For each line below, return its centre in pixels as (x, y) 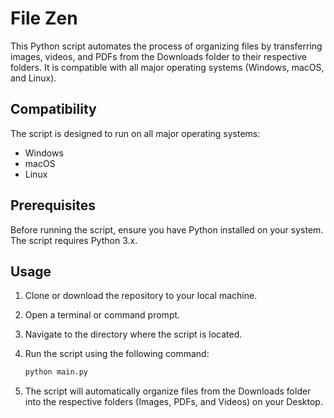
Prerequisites (53, 205)
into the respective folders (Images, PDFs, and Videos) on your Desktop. (173, 402)
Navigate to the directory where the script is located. (133, 334)
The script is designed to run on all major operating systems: (135, 133)
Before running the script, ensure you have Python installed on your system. (167, 229)
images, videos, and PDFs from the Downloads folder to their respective (159, 56)
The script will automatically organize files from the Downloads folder (168, 391)
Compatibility (53, 109)
